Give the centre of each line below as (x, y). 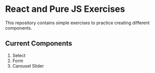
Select (19, 55)
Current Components (39, 44)
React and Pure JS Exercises (65, 9)
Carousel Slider (28, 66)
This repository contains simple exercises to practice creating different (77, 23)
